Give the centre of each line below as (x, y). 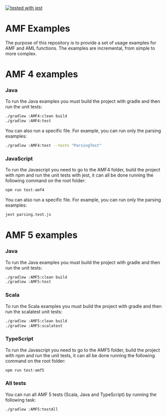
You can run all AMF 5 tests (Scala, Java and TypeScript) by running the (81, 394)
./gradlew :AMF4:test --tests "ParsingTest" (53, 146)
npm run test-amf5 (25, 370)
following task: (21, 400)
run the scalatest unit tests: (34, 312)
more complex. (21, 53)
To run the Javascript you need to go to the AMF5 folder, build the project (83, 350)
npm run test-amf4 (25, 190)
